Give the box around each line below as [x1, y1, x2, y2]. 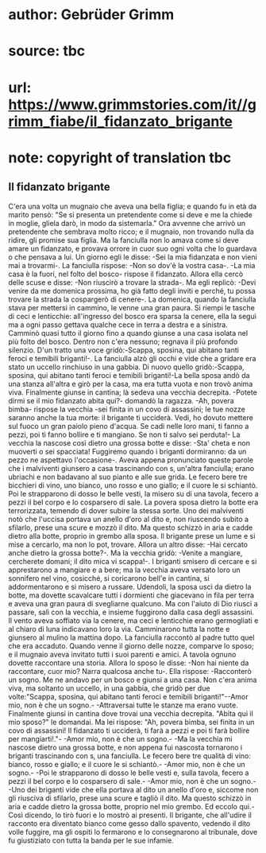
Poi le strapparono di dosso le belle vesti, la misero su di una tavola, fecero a [8, 489, 259, 498]
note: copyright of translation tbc [8, 149, 232, 166]
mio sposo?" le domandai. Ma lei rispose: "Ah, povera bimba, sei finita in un [8, 717, 255, 726]
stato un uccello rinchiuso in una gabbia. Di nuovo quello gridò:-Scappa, [8, 362, 245, 372]
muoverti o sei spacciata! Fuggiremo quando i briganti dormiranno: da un [8, 446, 247, 456]
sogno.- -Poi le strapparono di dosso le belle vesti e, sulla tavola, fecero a [8, 768, 249, 777]
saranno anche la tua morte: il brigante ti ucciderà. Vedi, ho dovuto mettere [8, 412, 254, 423]
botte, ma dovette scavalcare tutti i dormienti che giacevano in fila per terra [8, 590, 255, 600]
